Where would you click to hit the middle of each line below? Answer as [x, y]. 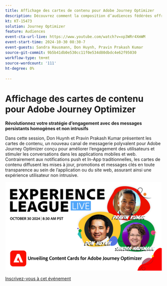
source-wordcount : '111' [31, 63]
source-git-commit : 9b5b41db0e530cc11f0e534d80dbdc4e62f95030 [71, 52]
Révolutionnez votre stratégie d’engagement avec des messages [74, 123]
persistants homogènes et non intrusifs [47, 129]
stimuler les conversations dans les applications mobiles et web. [71, 154]
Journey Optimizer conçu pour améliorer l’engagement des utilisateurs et [80, 149]
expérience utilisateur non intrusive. [42, 175]
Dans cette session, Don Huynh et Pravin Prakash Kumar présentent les [78, 138]
